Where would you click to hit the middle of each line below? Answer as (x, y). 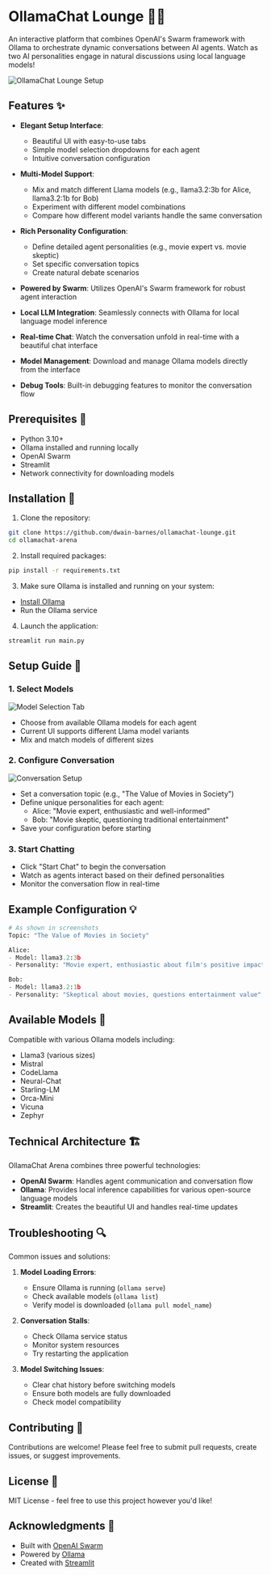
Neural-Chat (41, 1081)
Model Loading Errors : (58, 1272)
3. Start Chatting (42, 849)
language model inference (63, 321)
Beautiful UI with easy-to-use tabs (89, 141)
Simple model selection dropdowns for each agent (116, 150)
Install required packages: (63, 556)
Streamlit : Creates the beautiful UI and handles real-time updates (129, 1207)
